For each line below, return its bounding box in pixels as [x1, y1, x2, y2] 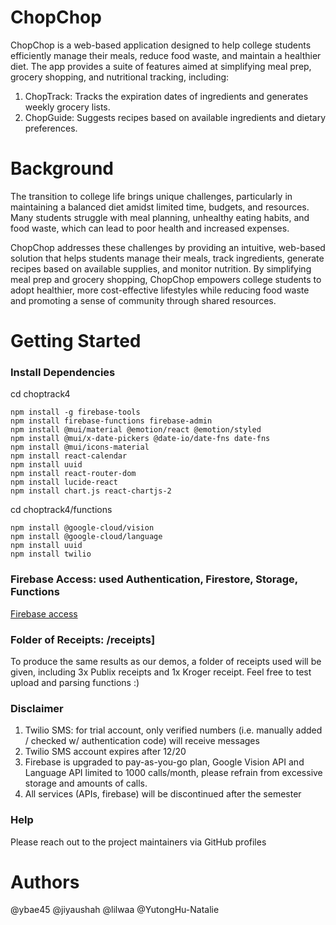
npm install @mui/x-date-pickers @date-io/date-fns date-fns [10, 434, 271, 444]
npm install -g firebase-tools [10, 407, 141, 418]
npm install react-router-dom [10, 469, 137, 479]
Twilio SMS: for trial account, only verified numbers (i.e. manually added [24, 724, 323, 736]
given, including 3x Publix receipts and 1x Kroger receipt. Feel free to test [10, 666, 312, 678]
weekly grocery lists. [24, 101, 111, 113]
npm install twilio [10, 549, 92, 560]
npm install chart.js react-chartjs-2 [10, 486, 172, 496]
